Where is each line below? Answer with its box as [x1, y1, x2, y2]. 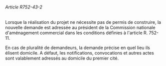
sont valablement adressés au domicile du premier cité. [5, 55, 119, 62]
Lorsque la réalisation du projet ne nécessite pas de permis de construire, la [5, 19, 161, 25]
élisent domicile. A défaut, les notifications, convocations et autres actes [5, 50, 155, 56]
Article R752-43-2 [5, 4, 42, 10]
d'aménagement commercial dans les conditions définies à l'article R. [5, 30, 148, 36]
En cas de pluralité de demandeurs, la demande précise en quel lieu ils [5, 45, 151, 51]
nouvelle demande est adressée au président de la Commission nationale [5, 25, 156, 31]
